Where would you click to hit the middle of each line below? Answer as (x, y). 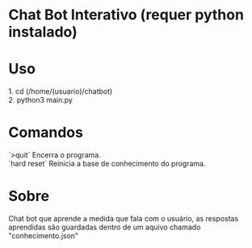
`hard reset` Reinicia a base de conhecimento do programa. (107, 164)
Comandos (46, 133)
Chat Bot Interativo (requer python (126, 15)
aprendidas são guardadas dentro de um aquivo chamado (105, 227)
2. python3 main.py (40, 100)
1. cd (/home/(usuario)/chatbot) (61, 91)
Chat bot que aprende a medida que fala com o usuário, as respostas (124, 219)
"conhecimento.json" (44, 235)
